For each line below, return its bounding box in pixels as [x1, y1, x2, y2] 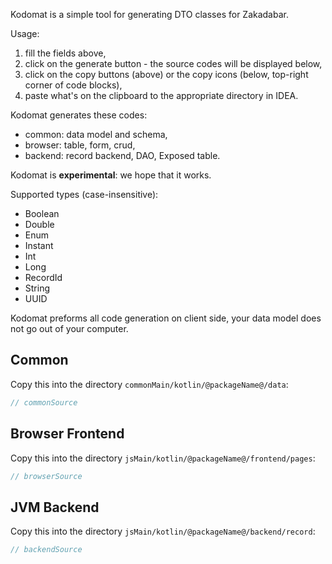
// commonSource [10, 397, 78, 408]
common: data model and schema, [24, 129, 168, 140]
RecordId [24, 272, 63, 283]
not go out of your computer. [10, 323, 129, 334]
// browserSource [10, 471, 83, 481]
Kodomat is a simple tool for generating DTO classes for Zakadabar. [10, 9, 289, 20]
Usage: [10, 28, 40, 39]
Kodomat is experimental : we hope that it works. [10, 169, 212, 181]
